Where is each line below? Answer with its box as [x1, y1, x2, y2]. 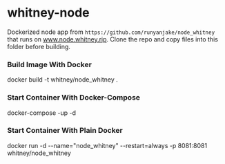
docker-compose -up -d [7, 109, 77, 117]
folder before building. [7, 42, 71, 51]
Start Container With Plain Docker [7, 126, 123, 136]
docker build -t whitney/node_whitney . [7, 75, 119, 84]
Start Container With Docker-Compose [7, 93, 140, 102]
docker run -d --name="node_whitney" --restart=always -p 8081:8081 [7, 141, 208, 149]
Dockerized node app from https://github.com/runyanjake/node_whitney [7, 28, 215, 36]
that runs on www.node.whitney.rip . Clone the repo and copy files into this [7, 35, 219, 43]
